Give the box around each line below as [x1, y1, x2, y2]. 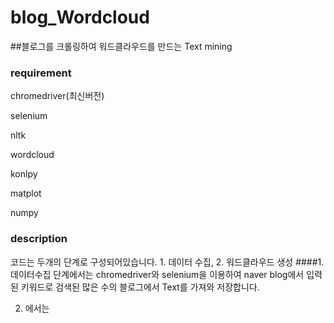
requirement [10, 66, 72, 80]
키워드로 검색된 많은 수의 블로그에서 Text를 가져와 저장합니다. [20, 281, 260, 293]
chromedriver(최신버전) [10, 90, 105, 102]
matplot [10, 187, 42, 200]
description [10, 232, 68, 246]
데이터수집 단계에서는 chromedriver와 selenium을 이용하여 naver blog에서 [10, 268, 305, 280]
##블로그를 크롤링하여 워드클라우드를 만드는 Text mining [10, 40, 233, 52]
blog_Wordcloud [10, 6, 150, 29]
